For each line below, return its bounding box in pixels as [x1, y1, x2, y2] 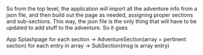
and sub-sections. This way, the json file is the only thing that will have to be [6, 18, 197, 25]
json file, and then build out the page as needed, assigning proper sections [6, 11, 193, 19]
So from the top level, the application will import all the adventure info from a [6, 5, 198, 12]
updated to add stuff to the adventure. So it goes [6, 24, 128, 31]
